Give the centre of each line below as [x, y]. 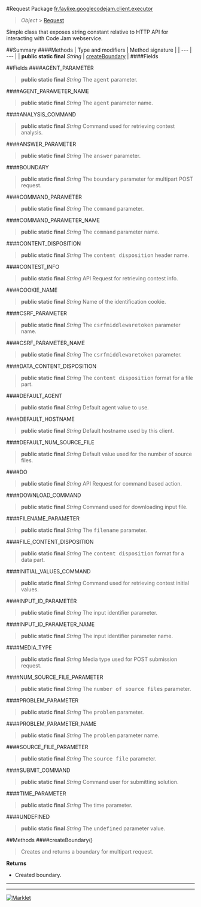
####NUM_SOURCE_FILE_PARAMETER [55, 677]
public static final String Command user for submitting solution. [100, 782]
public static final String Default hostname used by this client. [98, 431]
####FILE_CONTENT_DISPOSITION [50, 542]
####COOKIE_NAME [32, 290]
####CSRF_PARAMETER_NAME [46, 343]
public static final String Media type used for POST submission [99, 659]
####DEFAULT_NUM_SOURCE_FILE [50, 442]
